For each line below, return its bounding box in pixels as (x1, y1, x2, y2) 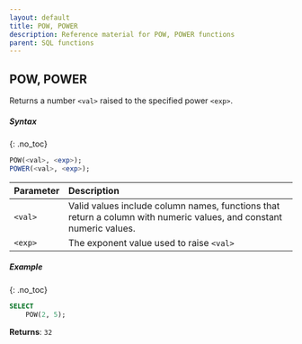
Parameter (13, 184, 60, 197)
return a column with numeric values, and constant (67, 210, 283, 223)
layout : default (9, 13, 70, 22)
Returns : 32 (9, 326, 52, 337)
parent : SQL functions (9, 38, 94, 48)
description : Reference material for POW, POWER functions (9, 30, 235, 39)
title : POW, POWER (9, 22, 78, 31)
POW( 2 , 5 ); (25, 310, 67, 319)
